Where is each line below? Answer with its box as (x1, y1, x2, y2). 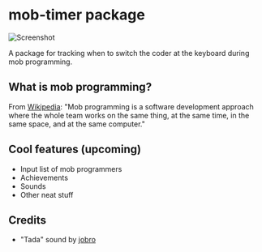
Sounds (19, 181, 46, 191)
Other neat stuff (19, 190, 74, 199)
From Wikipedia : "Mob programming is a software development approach (8, 101, 254, 111)
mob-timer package (8, 6, 146, 24)
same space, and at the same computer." (8, 119, 146, 129)
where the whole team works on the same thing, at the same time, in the (8, 110, 250, 120)
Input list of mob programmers (19, 164, 122, 173)
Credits (8, 213, 47, 227)
